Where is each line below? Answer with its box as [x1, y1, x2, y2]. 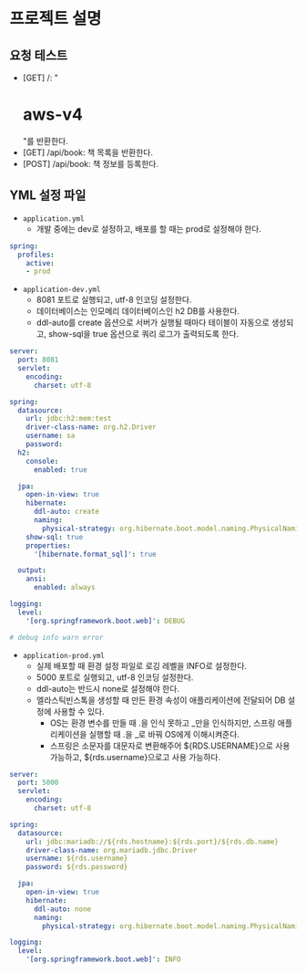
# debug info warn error [9, 633, 104, 642]
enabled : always [33, 583, 96, 592]
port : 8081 [17, 355, 59, 365]
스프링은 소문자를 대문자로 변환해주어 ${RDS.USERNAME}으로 [49, 740, 274, 751]
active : [25, 258, 55, 267]
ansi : [25, 574, 47, 584]
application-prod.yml [22, 651, 105, 660]
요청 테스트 [9, 47, 68, 63]
